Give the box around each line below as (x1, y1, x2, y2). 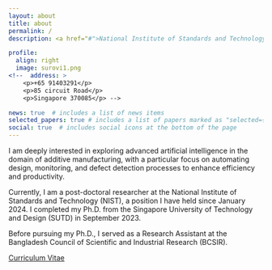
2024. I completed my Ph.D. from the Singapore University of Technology (8, 205, 253, 214)
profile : (8, 49, 38, 57)
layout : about (8, 11, 57, 20)
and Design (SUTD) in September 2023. (8, 213, 142, 222)
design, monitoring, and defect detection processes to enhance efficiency (8, 163, 255, 172)
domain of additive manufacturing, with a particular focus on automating (8, 154, 249, 164)
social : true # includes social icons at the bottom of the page (8, 124, 237, 132)
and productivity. (8, 171, 65, 181)
